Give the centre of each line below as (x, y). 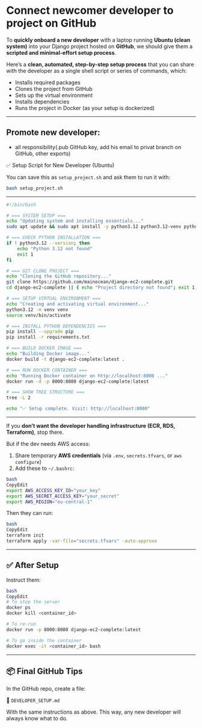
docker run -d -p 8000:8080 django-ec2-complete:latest (78, 381)
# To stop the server (33, 602)
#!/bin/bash (21, 205)
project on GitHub (51, 23)
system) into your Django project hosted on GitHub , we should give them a (99, 46)
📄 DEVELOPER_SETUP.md (33, 700)
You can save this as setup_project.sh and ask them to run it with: (88, 177)
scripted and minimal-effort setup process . (61, 52)
